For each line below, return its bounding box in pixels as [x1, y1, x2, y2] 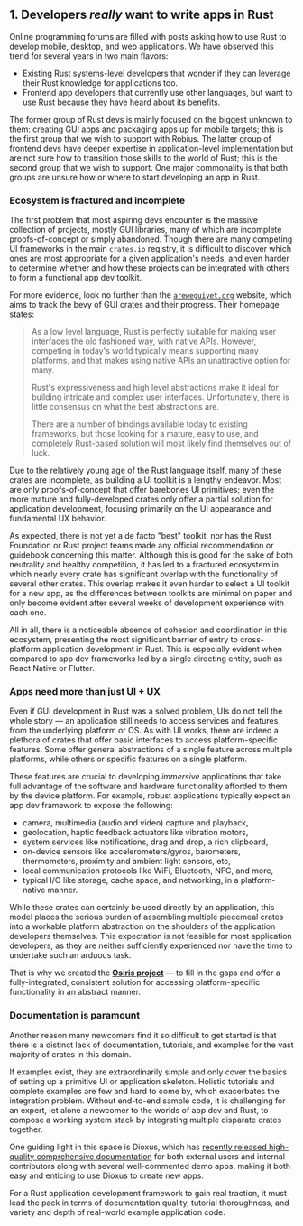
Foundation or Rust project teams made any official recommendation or [9, 540, 274, 551]
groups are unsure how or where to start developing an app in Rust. [9, 171, 261, 182]
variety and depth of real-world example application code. [9, 1206, 225, 1217]
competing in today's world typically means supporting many [31, 346, 259, 356]
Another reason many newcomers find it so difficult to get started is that [9, 1029, 277, 1040]
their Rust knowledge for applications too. [22, 77, 179, 88]
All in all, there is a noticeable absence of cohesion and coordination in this [9, 624, 288, 635]
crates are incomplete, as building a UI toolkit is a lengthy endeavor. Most [9, 475, 282, 485]
